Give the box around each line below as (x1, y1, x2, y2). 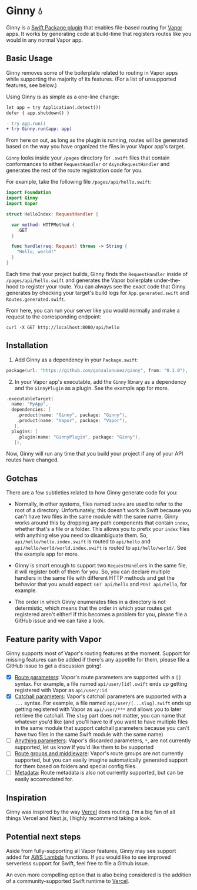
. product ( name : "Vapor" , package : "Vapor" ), (16, 418, 128, 424)
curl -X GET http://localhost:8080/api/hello (6, 324, 119, 330)
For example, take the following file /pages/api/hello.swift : (6, 178, 152, 185)
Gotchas (6, 473, 38, 483)
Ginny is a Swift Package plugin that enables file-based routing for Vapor (6, 24, 183, 31)
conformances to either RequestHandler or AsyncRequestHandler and (6, 161, 170, 168)
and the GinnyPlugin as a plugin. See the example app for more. (14, 384, 169, 391)
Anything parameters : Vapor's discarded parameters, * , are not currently (14, 737, 191, 744)
